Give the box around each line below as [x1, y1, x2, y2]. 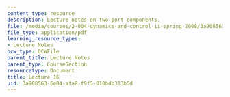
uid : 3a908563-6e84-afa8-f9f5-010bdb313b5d [7, 80, 133, 87]
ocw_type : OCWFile [7, 48, 60, 55]
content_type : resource [7, 10, 75, 17]
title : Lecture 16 [7, 73, 60, 81]
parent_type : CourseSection [7, 61, 88, 68]
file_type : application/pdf [7, 29, 88, 36]
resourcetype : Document [7, 67, 75, 74]
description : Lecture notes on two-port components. [7, 16, 161, 23]
